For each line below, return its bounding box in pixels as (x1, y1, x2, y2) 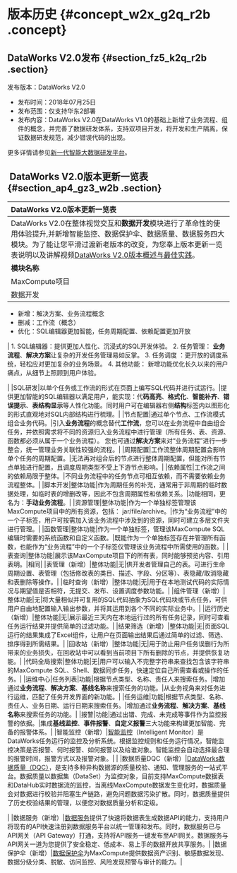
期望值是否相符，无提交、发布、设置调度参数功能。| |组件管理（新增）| (19, 586, 226, 595)
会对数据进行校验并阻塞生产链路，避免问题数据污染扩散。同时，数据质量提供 (7, 789, 230, 798)
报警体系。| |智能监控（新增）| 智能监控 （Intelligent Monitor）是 (19, 727, 205, 736)
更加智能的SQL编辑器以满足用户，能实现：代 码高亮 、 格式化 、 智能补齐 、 (13, 392, 224, 400)
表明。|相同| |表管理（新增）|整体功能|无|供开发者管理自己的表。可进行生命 (7, 559, 226, 569)
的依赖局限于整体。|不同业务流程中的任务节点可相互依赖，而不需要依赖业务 (7, 471, 226, 480)
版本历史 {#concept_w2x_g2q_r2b (7, 6, 211, 23)
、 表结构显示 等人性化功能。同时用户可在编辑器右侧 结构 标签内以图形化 (25, 400, 230, 410)
